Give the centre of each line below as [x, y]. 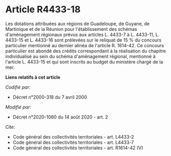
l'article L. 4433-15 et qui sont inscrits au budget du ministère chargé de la [84, 62]
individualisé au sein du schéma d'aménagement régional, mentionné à [80, 56]
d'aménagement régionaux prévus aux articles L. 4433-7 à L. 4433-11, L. [82, 34]
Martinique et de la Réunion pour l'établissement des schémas [71, 29]
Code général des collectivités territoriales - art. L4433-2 [73, 136]
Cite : [10, 127]
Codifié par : [18, 87]
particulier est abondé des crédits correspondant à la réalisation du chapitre [85, 51]
